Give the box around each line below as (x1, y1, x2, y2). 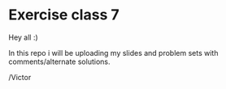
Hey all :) (8, 32, 38, 42)
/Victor (8, 72, 32, 82)
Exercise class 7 (8, 6, 120, 24)
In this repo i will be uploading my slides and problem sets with (8, 48, 219, 57)
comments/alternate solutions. (8, 57, 111, 66)
